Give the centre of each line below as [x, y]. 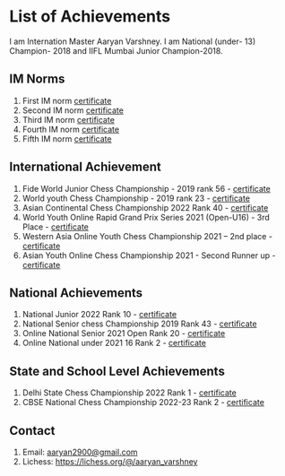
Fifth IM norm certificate [67, 138]
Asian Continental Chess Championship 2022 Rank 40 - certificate [145, 207]
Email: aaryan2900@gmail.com [80, 452]
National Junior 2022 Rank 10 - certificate [99, 315]
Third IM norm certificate [68, 119]
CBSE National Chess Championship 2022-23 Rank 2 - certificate [143, 402]
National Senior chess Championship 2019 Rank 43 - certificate [139, 324]
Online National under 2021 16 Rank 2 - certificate [114, 343]
